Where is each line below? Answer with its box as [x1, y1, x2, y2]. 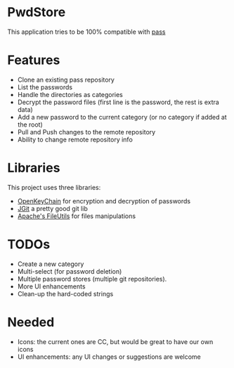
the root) [17, 120, 44, 129]
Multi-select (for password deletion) [17, 267, 122, 275]
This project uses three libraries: [7, 183, 101, 191]
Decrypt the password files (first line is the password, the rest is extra [17, 98, 219, 106]
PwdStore [7, 4, 66, 20]
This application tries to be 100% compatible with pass [7, 27, 167, 36]
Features [7, 52, 60, 68]
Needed [7, 314, 55, 330]
